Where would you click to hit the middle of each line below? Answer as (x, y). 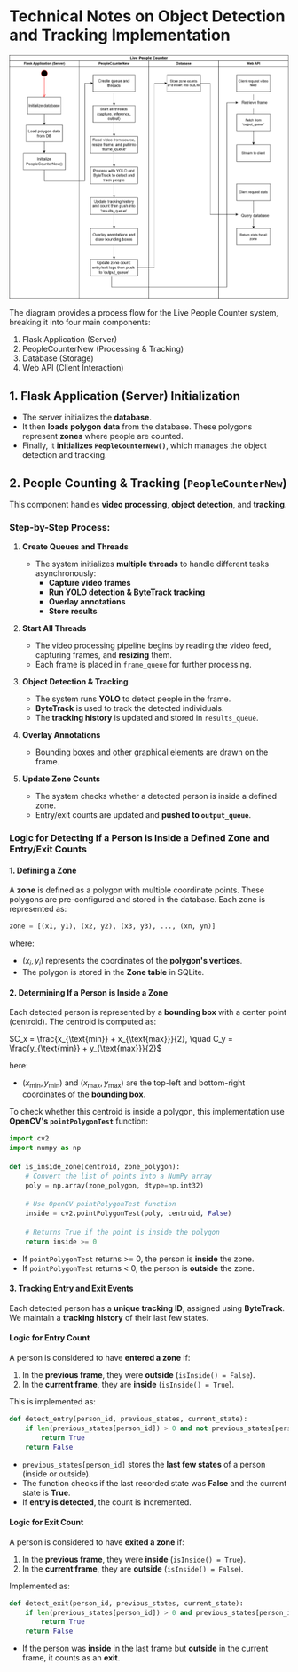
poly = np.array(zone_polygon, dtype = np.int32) (114, 1185)
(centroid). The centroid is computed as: (83, 1022)
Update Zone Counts (61, 779)
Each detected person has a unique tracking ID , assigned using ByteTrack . (147, 1308)
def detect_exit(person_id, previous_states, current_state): (126, 1603)
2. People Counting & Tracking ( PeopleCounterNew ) (148, 483)
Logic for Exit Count (47, 1523)
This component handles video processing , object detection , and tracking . (148, 505)
